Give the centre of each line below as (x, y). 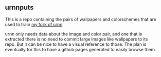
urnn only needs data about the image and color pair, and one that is (74, 34)
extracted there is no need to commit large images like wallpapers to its (77, 39)
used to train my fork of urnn (34, 24)
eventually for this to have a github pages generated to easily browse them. (81, 49)
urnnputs (19, 8)
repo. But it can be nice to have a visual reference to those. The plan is (76, 44)
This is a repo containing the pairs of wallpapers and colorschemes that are (81, 19)
